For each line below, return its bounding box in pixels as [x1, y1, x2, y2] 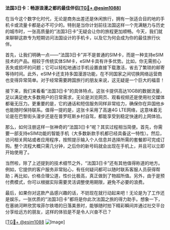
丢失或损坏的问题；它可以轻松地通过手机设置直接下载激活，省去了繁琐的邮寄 [5, 64, 165, 70]
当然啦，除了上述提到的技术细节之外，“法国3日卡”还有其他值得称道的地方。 [5, 160, 163, 166]
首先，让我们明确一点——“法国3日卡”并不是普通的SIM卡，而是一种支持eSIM [5, 52, 163, 58]
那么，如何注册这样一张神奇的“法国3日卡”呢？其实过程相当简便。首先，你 [5, 124, 158, 130]
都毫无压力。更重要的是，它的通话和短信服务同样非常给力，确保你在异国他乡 [5, 101, 165, 106]
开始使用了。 [5, 149, 32, 155]
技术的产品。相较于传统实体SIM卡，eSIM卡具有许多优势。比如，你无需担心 [5, 58, 161, 64]
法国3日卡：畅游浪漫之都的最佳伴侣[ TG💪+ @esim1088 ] [5, 5, 121, 11]
